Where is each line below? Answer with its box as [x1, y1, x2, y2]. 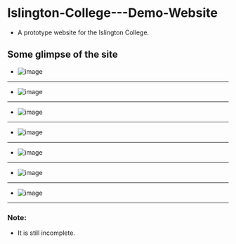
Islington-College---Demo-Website [7, 5, 218, 21]
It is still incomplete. [17, 229, 76, 237]
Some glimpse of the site [7, 49, 118, 60]
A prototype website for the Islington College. [17, 28, 150, 37]
